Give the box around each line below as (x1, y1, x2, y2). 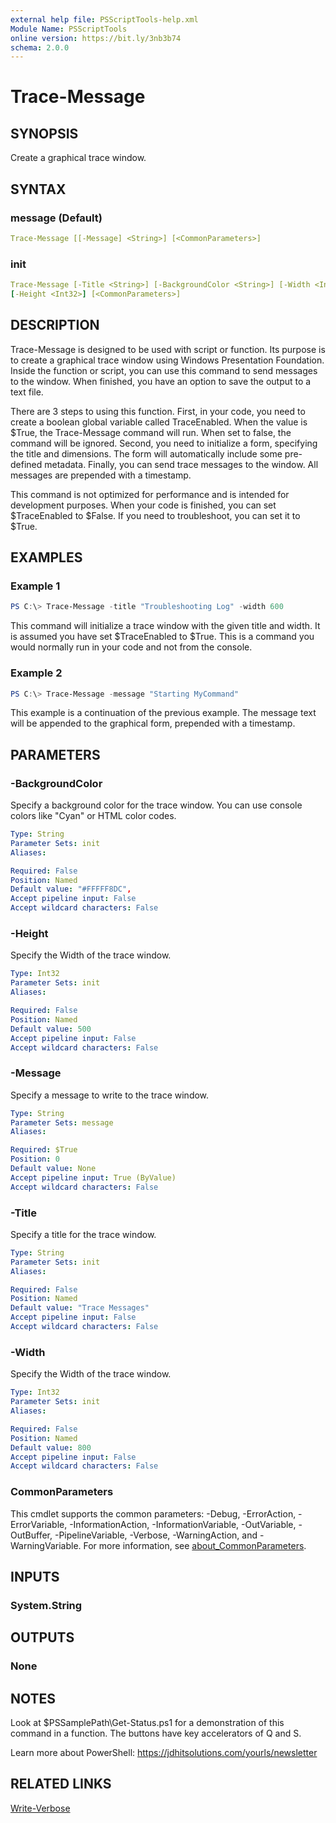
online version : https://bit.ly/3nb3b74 (10, 33, 182, 43)
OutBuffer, (10, 1529, 53, 1541)
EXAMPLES (10, 549, 83, 566)
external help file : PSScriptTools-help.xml (10, 14, 199, 25)
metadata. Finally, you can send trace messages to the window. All (44, 458, 319, 470)
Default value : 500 (10, 1024, 92, 1034)
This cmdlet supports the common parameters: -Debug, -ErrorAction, (10, 1507, 297, 1520)
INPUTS (10, 1568, 60, 1585)
